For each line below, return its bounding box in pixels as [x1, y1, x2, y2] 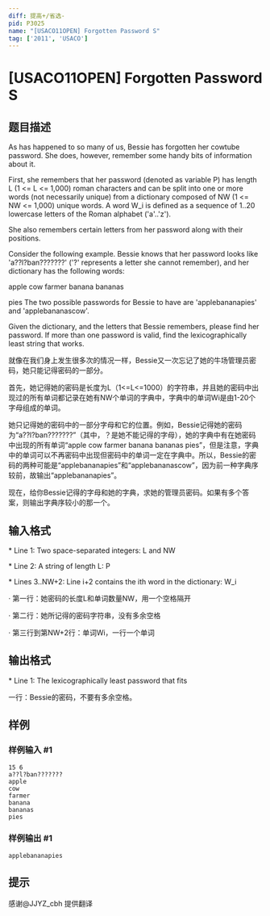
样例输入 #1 [8, 744, 52, 755]
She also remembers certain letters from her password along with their [8, 225, 243, 235]
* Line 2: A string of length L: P [8, 562, 110, 571]
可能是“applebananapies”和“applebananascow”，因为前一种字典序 [35, 461, 259, 471]
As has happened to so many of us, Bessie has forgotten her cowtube [8, 142, 240, 152]
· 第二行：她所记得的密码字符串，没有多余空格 [8, 611, 161, 621]
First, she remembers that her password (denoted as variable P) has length [8, 175, 257, 185]
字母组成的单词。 [8, 403, 65, 412]
